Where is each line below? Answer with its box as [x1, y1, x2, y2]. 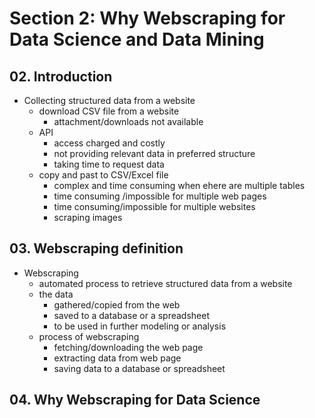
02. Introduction [9, 68, 113, 85]
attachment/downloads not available [53, 116, 204, 127]
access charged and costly [53, 137, 166, 149]
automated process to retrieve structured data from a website [38, 277, 293, 289]
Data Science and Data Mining [9, 28, 265, 51]
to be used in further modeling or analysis [53, 320, 227, 332]
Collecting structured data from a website [23, 95, 196, 106]
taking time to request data [53, 158, 165, 170]
